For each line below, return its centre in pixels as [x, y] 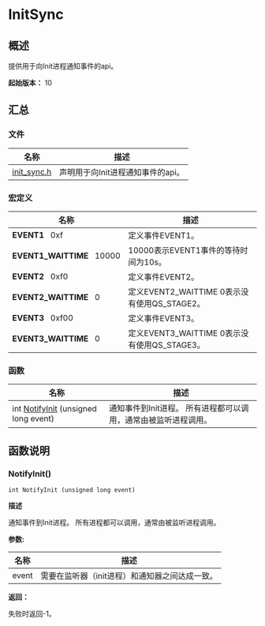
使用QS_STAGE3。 [170, 345]
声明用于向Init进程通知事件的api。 [122, 172]
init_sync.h [32, 171]
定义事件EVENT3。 [164, 318]
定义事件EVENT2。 [164, 276]
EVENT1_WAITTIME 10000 [66, 256]
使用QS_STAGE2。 [170, 303]
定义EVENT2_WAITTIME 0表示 [185, 291]
